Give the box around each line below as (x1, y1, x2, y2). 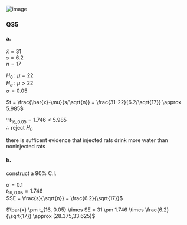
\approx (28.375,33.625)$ (32, 213, 96, 220)
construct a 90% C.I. (6, 170, 57, 177)
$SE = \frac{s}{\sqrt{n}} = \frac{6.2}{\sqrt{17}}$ (6, 195, 123, 202)
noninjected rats (6, 143, 46, 150)
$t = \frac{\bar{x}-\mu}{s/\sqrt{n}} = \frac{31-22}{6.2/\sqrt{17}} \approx (6, 98, 182, 105)
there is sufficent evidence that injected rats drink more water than (6, 137, 168, 144)
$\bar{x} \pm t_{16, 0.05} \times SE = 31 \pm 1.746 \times (6, 206, 145, 213)
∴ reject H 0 (6, 124, 33, 133)
